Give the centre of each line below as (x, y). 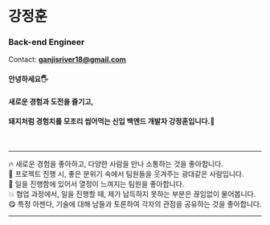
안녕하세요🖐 (29, 79)
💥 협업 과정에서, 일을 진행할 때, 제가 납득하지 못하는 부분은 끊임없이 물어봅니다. (132, 194)
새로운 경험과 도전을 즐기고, (51, 101)
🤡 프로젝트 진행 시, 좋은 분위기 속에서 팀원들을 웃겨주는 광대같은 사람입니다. (126, 174)
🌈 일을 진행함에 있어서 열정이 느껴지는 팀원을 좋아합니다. (96, 184)
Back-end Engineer (47, 43)
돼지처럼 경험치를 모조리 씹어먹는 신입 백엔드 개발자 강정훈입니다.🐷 (112, 121)
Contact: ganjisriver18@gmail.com (67, 59)
